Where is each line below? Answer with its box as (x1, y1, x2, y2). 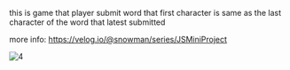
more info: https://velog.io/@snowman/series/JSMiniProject (9, 35, 228, 44)
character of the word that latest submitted (9, 17, 166, 27)
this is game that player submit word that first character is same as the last (9, 8, 282, 18)
